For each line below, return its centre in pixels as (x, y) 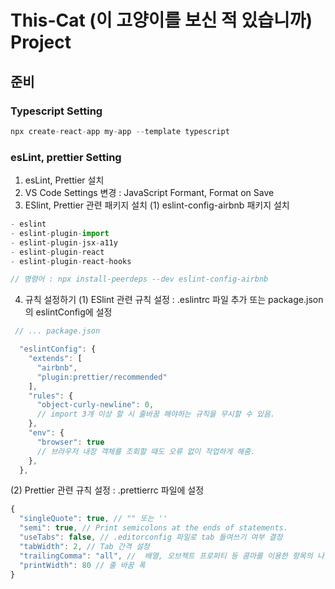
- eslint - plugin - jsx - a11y (64, 242)
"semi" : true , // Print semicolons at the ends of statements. (153, 528)
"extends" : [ (55, 359)
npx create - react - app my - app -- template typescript (120, 131)
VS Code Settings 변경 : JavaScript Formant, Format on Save (149, 193)
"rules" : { (51, 396)
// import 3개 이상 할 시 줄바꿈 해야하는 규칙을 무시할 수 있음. (156, 414)
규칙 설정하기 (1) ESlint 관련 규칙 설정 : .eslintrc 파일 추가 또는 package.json (174, 300)
